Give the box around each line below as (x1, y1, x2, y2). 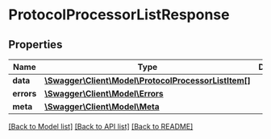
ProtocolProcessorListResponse (8, 6, 230, 24)
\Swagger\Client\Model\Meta (44, 101, 160, 112)
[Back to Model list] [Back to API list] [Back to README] (8, 122, 194, 131)
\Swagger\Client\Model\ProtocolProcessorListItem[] (44, 75, 251, 86)
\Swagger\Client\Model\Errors (44, 88, 164, 99)
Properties (8, 38, 63, 51)
